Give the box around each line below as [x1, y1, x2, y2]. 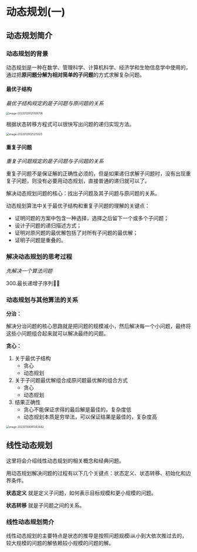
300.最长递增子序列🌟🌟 [6, 279, 60, 287]
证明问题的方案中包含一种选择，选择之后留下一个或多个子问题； [14, 215, 169, 222]
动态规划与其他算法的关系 [6, 296, 79, 304]
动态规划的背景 [6, 49, 49, 57]
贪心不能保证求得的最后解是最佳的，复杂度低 [23, 406, 132, 413]
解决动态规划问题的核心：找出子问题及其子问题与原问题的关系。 [6, 190, 160, 197]
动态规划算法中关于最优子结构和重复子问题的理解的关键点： [6, 203, 150, 210]
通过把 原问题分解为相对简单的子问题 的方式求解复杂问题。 [6, 71, 145, 78]
